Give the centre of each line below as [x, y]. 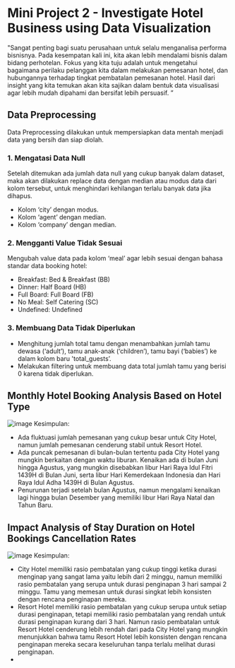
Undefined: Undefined [50, 310]
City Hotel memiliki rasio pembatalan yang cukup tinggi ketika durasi [117, 569]
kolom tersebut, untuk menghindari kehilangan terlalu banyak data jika [109, 188]
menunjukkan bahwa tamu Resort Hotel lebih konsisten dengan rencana [122, 637]
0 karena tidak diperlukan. [55, 374]
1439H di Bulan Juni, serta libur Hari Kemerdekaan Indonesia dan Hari [119, 475]
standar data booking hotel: [47, 266]
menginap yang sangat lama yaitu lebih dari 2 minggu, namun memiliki [120, 577]
